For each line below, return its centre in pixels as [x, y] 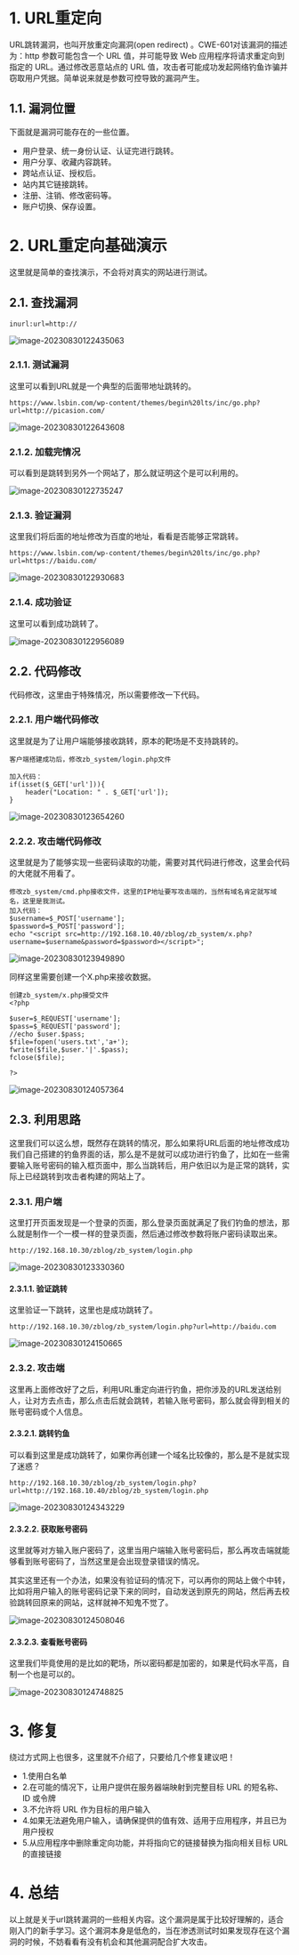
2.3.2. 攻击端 [37, 1369]
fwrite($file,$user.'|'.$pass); [69, 1050]
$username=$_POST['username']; [67, 919]
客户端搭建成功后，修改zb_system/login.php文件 [90, 759]
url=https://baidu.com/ [53, 561]
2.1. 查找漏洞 [44, 303]
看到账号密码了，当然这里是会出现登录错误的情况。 [110, 1562]
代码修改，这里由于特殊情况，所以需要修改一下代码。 [107, 694]
